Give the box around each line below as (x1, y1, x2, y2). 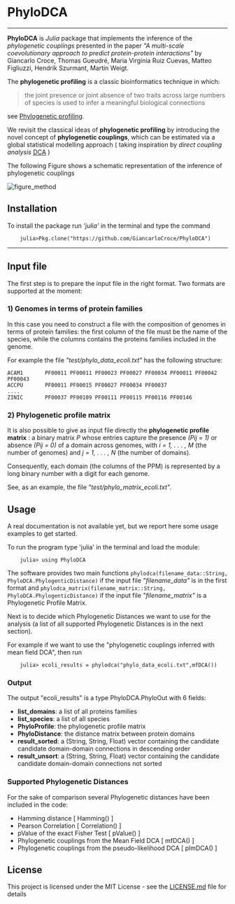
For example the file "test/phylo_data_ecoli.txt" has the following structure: (7, 355, 223, 364)
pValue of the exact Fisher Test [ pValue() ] (17, 828, 141, 837)
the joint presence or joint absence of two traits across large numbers (24, 90, 226, 99)
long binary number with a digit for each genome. (7, 470, 150, 478)
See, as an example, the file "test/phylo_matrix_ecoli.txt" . (7, 483, 172, 491)
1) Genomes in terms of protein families (7, 304, 143, 314)
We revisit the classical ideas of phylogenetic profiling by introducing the (7, 125, 220, 134)
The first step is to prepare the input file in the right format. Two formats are (7, 279, 226, 287)
